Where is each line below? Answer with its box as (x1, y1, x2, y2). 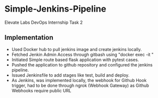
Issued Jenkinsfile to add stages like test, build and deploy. (11, 72, 129, 78)
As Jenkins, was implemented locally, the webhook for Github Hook (11, 77, 147, 83)
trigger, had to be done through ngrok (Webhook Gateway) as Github (11, 82, 149, 88)
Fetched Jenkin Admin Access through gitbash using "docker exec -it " (11, 51, 154, 57)
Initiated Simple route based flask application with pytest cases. (11, 57, 139, 63)
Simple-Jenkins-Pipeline (4, 3, 107, 15)
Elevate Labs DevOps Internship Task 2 (4, 19, 83, 25)
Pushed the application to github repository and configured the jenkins (11, 62, 153, 67)
